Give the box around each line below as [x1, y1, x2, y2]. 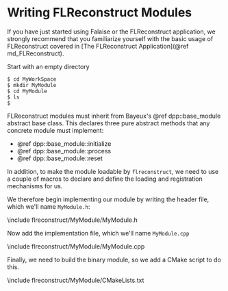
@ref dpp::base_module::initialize [16, 139, 112, 148]
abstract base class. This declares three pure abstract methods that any [7, 118, 210, 127]
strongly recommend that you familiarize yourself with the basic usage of [7, 34, 214, 42]
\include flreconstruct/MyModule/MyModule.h [7, 216, 138, 224]
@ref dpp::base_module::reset [16, 154, 103, 162]
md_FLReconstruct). [7, 49, 64, 58]
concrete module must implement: [7, 126, 104, 134]
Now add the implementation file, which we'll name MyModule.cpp [7, 229, 190, 237]
